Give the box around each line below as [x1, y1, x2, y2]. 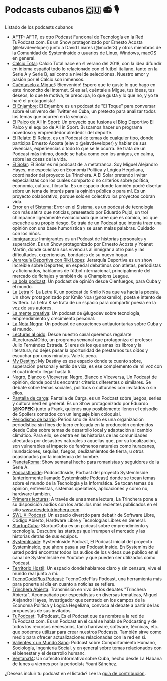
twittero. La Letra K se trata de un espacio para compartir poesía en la [12, 299, 156, 305]
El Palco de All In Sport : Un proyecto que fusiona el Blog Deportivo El [12, 119, 154, 125]
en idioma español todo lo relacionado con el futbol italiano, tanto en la [12, 66, 158, 72]
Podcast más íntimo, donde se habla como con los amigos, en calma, [12, 151, 155, 157]
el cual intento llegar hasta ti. [12, 368, 72, 374]
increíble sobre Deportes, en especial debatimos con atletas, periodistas [12, 262, 161, 268]
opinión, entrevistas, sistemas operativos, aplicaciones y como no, [12, 485, 149, 491]
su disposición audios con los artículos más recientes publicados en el [12, 501, 157, 507]
